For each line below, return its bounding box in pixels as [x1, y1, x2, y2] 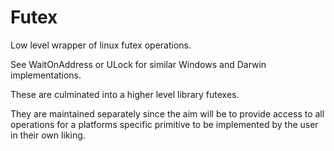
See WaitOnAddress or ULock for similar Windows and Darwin [10, 58, 267, 70]
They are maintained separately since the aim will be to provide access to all [10, 107, 325, 120]
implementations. [10, 69, 82, 81]
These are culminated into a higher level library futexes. [10, 88, 240, 100]
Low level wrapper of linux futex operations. [10, 39, 192, 51]
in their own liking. [10, 129, 86, 141]
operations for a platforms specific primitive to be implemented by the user [10, 118, 319, 130]
